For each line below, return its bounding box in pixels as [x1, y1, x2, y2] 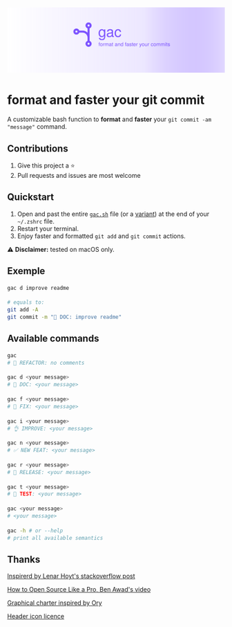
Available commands [7, 333, 99, 345]
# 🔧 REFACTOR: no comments [7, 359, 85, 366]
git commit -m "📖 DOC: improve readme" [7, 313, 122, 321]
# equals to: [7, 299, 45, 306]
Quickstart [7, 191, 55, 203]
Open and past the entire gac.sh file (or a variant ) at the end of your [17, 210, 209, 218]
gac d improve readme [7, 284, 70, 291]
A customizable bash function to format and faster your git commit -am [7, 115, 212, 124]
